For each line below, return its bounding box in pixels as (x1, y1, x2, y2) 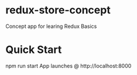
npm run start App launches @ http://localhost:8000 (5, 62, 132, 69)
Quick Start (5, 43, 62, 56)
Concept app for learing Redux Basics (5, 23, 97, 30)
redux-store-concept (5, 3, 111, 17)
